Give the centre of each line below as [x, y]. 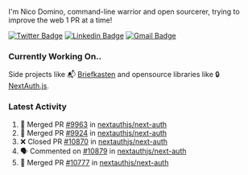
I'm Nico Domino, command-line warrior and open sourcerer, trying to [124, 12]
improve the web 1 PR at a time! [60, 20]
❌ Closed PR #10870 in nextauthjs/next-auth [93, 141]
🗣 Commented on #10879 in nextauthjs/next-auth [103, 151]
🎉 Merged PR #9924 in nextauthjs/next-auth [93, 132]
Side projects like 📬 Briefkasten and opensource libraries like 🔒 [114, 75]
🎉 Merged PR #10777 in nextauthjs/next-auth [94, 162]
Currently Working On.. [55, 56]
